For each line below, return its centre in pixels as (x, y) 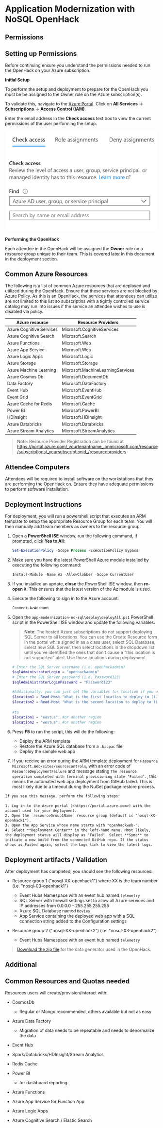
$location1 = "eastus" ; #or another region (57, 718)
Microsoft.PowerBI (80, 410)
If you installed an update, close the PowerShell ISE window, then (77, 583)
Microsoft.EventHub (82, 390)
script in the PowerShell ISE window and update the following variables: (83, 622)
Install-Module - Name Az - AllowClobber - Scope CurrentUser (73, 574)
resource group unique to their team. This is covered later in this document (80, 254)
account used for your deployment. (41, 811)
